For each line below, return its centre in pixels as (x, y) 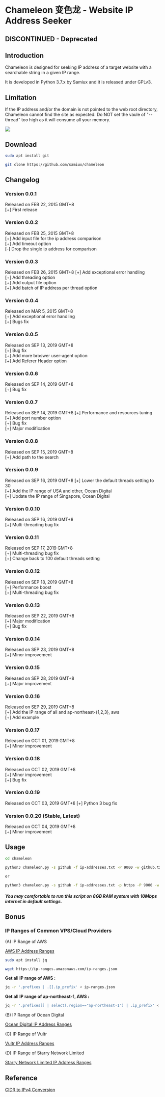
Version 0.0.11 (22, 537)
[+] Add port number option (33, 418)
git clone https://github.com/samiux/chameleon (55, 164)
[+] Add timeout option (28, 243)
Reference (21, 1078)
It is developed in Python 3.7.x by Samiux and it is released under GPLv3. (79, 82)
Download (21, 145)
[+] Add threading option (30, 277)
